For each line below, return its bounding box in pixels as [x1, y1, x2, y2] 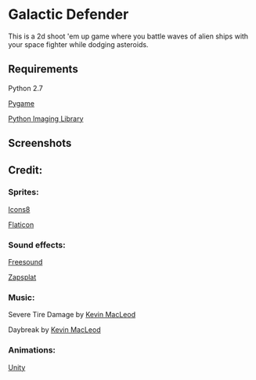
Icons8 [8, 204, 31, 214]
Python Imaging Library [8, 114, 84, 123]
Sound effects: [8, 239, 66, 250]
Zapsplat [8, 272, 37, 282]
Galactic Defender [8, 5, 129, 24]
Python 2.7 [8, 83, 43, 93]
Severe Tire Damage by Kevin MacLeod [8, 310, 135, 320]
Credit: [8, 163, 43, 177]
